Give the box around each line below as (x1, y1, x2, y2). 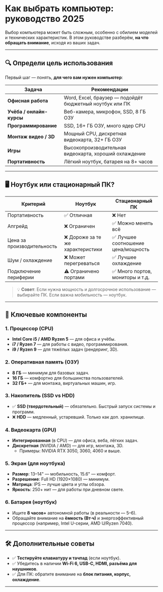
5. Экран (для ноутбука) (5, 460, 65, 467)
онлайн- (26, 108, 48, 115)
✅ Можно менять (112, 220, 153, 227)
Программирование (7, 122, 57, 129)
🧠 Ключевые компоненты (5, 310, 87, 319)
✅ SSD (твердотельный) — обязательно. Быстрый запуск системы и (12, 403, 156, 409)
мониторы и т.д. (112, 274, 150, 281)
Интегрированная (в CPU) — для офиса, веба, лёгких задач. (12, 438, 139, 443)
